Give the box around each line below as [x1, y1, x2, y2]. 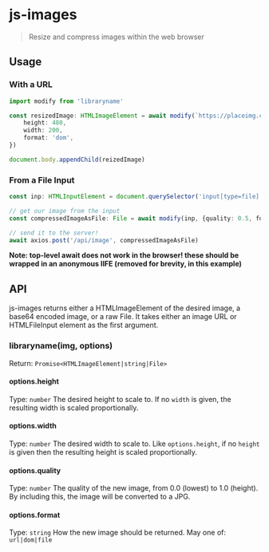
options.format [9, 510, 61, 519]
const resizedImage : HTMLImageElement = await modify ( [9, 112, 196, 120]
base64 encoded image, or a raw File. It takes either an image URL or [9, 312, 238, 321]
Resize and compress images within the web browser [28, 32, 204, 41]
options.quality [9, 465, 61, 475]
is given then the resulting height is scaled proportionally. [9, 447, 198, 456]
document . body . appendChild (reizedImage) [9, 156, 146, 164]
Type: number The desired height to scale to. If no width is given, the [9, 394, 231, 404]
